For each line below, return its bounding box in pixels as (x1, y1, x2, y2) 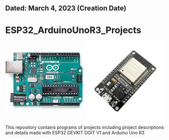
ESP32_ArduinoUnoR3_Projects (5, 24, 142, 36)
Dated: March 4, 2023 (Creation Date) (5, 4, 126, 13)
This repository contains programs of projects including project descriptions (5, 124, 164, 130)
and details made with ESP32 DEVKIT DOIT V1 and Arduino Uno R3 (5, 130, 145, 136)
